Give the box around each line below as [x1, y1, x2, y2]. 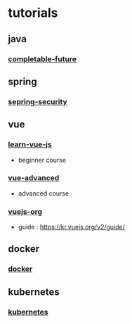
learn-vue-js [8, 139, 52, 149]
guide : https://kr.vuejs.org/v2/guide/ [18, 223, 126, 232]
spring [8, 75, 37, 87]
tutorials [8, 5, 58, 21]
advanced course [18, 189, 70, 198]
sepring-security [8, 96, 67, 106]
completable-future [8, 54, 77, 64]
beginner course [18, 156, 66, 164]
